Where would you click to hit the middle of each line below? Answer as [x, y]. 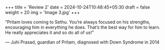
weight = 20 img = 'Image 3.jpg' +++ [42, 12]
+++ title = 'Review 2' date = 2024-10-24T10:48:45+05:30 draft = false [78, 7]
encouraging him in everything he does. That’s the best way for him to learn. [83, 27]
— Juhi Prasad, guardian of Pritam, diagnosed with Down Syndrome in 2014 [82, 42]
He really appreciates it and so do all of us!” [49, 32]
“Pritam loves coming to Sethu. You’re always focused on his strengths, [78, 22]
